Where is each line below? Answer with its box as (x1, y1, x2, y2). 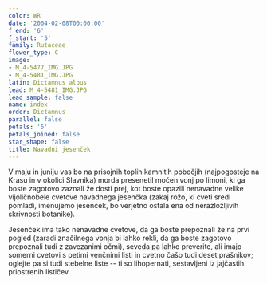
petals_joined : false (8, 130, 80, 138)
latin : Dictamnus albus (8, 78, 88, 86)
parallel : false (8, 116, 62, 124)
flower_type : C (8, 49, 59, 57)
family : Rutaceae (8, 41, 66, 49)
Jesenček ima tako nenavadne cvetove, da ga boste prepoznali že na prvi (8, 225, 249, 235)
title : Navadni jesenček (8, 145, 91, 153)
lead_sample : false (8, 93, 73, 101)
